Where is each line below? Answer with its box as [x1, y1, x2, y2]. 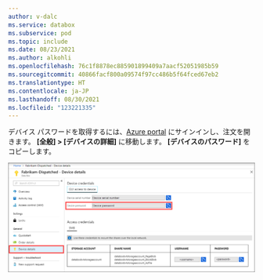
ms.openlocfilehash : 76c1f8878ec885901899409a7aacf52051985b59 [8, 63, 219, 71]
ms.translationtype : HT [8, 78, 86, 86]
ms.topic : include [8, 38, 68, 45]
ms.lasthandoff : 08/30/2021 [8, 95, 100, 104]
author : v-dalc [8, 13, 58, 20]
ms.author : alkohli [8, 54, 72, 62]
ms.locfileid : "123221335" [8, 104, 96, 111]
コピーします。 [8, 147, 56, 156]
